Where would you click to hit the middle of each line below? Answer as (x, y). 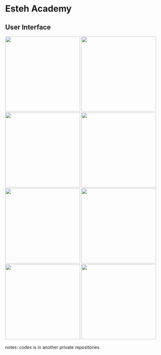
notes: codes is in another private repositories (52, 347)
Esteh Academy (38, 9)
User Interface (28, 27)
